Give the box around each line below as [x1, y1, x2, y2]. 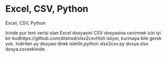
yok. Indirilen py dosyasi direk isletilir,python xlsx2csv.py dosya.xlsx [5, 40, 149, 46]
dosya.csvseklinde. [5, 46, 46, 52]
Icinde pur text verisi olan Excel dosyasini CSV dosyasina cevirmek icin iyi [5, 30, 161, 36]
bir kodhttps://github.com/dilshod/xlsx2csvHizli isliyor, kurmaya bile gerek [5, 35, 162, 41]
